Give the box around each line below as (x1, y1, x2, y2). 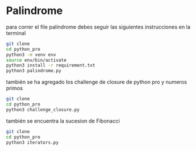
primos (6, 85, 23, 92)
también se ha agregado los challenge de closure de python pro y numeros (6, 79, 187, 86)
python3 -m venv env (6, 51, 57, 58)
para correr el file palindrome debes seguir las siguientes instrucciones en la (6, 23, 191, 30)
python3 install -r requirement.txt (6, 62, 95, 68)
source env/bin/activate (6, 57, 67, 63)
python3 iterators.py (6, 139, 59, 145)
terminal (6, 29, 26, 36)
